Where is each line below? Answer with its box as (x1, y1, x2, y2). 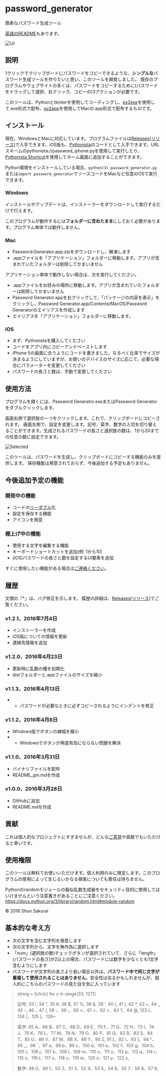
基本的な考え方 (5, 923, 51, 932)
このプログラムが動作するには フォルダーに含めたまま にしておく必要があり (5, 218, 157, 224)
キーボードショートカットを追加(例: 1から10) (12, 549, 103, 555)
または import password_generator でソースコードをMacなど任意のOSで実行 (5, 170, 158, 176)
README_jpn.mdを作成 (12, 772, 60, 778)
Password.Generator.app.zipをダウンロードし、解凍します (12, 249, 131, 255)
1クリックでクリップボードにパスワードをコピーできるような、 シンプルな (5, 70, 154, 76)
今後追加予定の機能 (5, 476, 64, 484)
